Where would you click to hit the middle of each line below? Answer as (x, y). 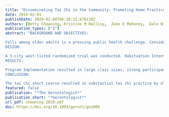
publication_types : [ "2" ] (32, 29)
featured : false (22, 88)
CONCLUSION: (18, 74)
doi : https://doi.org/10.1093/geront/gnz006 (53, 107)
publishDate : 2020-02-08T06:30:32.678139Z (50, 19)
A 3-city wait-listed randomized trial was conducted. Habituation (77, 56)
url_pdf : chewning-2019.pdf (35, 102)
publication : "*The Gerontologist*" (44, 93)
